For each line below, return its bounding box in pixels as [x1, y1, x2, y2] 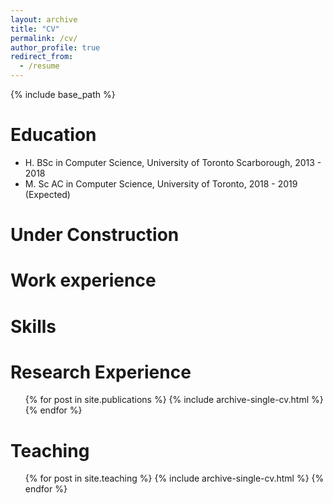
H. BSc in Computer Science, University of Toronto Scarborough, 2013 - [24, 156, 322, 168]
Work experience [10, 269, 157, 292]
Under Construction [10, 224, 180, 246]
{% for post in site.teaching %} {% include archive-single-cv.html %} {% [24, 472, 325, 485]
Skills [10, 315, 57, 338]
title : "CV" [10, 24, 60, 34]
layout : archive [10, 14, 78, 25]
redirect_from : [10, 52, 74, 62]
